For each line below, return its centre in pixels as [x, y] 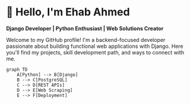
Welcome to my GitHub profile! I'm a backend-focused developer [86, 40]
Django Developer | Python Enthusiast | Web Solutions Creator [85, 28]
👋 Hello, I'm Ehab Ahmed [68, 12]
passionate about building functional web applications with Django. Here [95, 46]
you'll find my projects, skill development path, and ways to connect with [95, 52]
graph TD [17, 69]
